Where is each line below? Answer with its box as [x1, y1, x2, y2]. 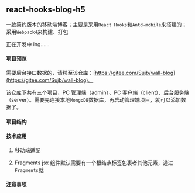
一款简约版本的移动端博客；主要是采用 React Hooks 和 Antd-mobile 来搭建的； [6, 20, 187, 28]
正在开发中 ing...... [6, 40, 50, 47]
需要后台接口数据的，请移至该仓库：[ [6, 70, 95, 77]
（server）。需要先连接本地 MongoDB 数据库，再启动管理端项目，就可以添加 [6, 96, 182, 104]
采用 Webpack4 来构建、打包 [6, 28, 69, 35]
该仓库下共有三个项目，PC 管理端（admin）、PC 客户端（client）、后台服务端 [6, 89, 190, 96]
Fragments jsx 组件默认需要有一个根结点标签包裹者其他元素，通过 [14, 159, 174, 166]
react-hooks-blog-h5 [6, 5, 86, 15]
